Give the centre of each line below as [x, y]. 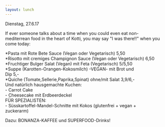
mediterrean [18, 38]
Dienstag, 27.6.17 [22, 24]
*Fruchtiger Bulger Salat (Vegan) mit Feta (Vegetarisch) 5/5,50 [69, 63]
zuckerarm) [17, 111]
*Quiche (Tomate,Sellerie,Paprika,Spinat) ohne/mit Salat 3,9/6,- [70, 79]
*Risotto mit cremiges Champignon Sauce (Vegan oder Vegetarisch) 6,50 [80, 58]
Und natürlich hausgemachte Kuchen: [44, 85]
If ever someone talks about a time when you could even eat [66, 33]
